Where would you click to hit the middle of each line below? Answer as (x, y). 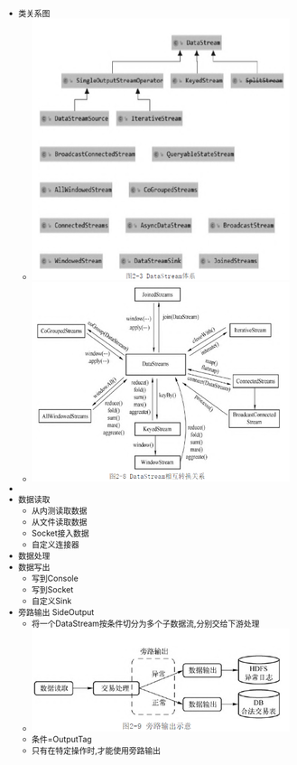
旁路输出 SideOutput (56, 611)
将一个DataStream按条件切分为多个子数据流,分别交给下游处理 (145, 623)
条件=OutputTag (61, 739)
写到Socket (52, 589)
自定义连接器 (55, 544)
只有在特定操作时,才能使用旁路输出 (96, 750)
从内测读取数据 (59, 510)
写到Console (55, 578)
